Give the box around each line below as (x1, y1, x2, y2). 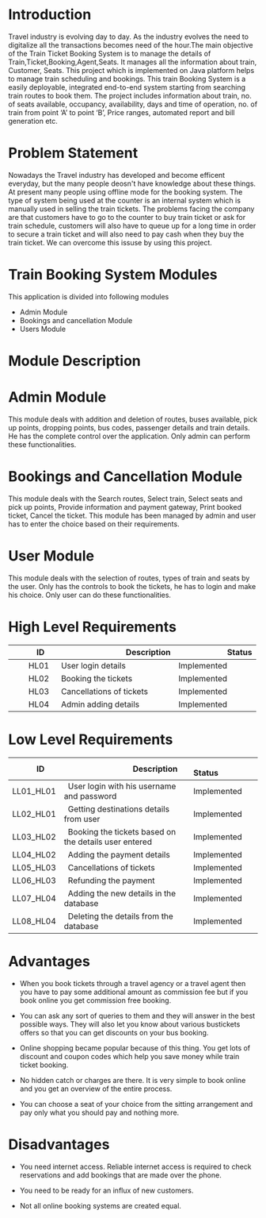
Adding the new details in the (67, 888, 177, 899)
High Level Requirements (8, 618, 177, 636)
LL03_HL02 (12, 831, 57, 842)
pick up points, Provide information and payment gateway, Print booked (8, 502, 242, 511)
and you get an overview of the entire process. (19, 1084, 173, 1093)
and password (63, 790, 117, 801)
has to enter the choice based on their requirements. (8, 518, 180, 529)
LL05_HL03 (12, 861, 57, 873)
